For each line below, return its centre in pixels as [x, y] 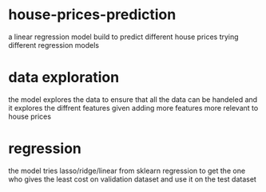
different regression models [54, 45]
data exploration [64, 78]
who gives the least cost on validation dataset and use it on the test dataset [133, 179]
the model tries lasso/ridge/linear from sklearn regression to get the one [127, 170]
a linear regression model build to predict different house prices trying [123, 37]
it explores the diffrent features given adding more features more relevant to [133, 108]
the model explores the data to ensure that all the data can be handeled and [133, 99]
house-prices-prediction [92, 15]
